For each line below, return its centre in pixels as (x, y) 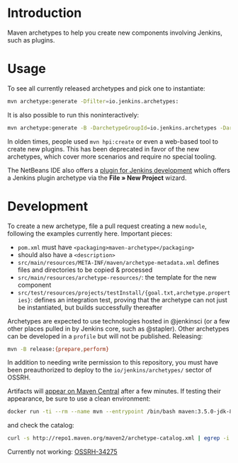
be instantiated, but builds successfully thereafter (90, 307)
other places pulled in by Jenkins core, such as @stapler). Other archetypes (118, 328)
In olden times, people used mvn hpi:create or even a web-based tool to (113, 141)
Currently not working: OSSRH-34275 (63, 452)
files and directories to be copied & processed (85, 270)
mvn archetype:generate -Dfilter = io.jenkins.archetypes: (93, 101)
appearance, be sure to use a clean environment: (79, 399)
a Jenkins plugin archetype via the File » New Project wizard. (97, 178)
